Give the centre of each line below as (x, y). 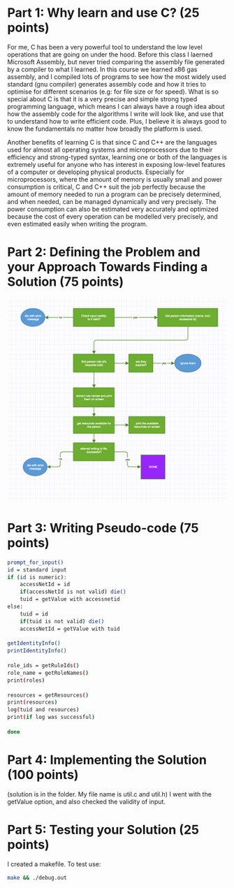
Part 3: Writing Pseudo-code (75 (103, 528)
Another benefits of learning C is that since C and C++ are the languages (112, 142)
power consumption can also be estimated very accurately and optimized (113, 209)
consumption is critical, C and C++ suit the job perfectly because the (107, 187)
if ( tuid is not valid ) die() (62, 621)
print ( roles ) (26, 680)
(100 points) (43, 775)
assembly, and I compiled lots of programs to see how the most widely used (117, 77)
